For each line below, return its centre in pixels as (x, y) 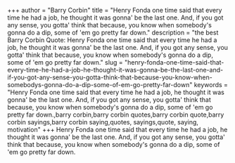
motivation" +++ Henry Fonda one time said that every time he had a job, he (118, 130)
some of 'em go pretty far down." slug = (65, 62)
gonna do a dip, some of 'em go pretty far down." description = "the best (113, 32)
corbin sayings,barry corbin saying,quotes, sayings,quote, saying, (103, 122)
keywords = (211, 85)
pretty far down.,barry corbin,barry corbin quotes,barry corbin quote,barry (116, 115)
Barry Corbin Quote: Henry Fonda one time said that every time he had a (112, 40)
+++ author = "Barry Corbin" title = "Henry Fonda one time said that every (115, 10)
